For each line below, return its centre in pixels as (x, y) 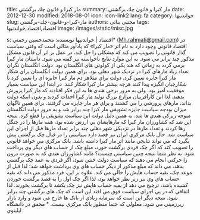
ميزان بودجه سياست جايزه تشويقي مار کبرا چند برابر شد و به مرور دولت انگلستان (97, 109)
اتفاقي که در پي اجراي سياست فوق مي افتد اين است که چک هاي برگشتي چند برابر (98, 191)
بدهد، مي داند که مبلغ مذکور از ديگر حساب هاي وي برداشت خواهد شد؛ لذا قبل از (95, 166)
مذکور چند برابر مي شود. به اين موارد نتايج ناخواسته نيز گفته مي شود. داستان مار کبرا (101, 59)
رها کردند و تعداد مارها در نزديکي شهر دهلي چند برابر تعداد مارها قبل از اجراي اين (96, 128)
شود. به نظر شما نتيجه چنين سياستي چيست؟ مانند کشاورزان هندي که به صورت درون (101, 153)
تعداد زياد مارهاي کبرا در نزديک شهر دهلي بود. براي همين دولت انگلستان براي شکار (98, 71)
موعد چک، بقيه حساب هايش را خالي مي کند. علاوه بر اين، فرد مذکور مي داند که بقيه (99, 172)
